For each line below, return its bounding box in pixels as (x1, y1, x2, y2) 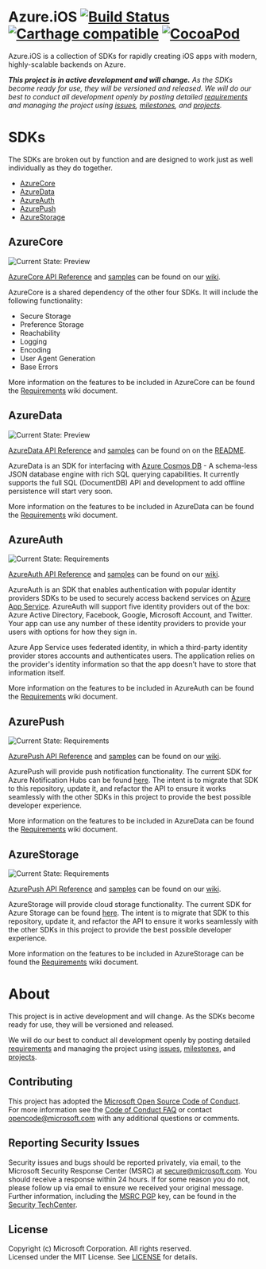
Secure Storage (19, 311, 71, 321)
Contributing (8, 1075, 73, 1089)
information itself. (8, 668, 66, 678)
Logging (19, 337, 48, 346)
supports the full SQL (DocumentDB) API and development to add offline (8, 477, 245, 487)
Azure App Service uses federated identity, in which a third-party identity (8, 643, 248, 652)
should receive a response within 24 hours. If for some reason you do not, (8, 1174, 250, 1184)
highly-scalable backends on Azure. (8, 60, 126, 69)
